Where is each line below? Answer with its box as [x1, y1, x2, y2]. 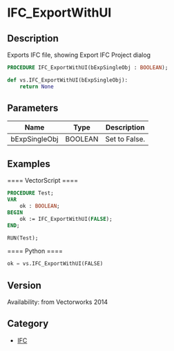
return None [19, 83, 54, 90]
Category [7, 318, 49, 330]
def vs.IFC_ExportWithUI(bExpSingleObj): [7, 76, 128, 84]
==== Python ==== [7, 247, 64, 255]
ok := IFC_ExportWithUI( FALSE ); [19, 215, 113, 222]
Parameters [7, 102, 59, 114]
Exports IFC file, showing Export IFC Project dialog [7, 51, 151, 59]
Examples [7, 158, 50, 170]
